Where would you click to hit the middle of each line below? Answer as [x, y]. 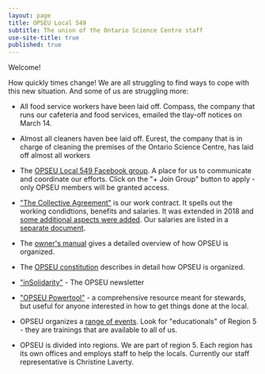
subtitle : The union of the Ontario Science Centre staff [106, 30]
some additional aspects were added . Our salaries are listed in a [124, 220]
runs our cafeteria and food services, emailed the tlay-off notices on [131, 115]
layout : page [30, 15]
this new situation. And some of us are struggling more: [98, 91]
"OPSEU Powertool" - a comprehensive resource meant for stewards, [133, 298]
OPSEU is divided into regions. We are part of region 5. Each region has [136, 346]
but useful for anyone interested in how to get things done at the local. [134, 306]
